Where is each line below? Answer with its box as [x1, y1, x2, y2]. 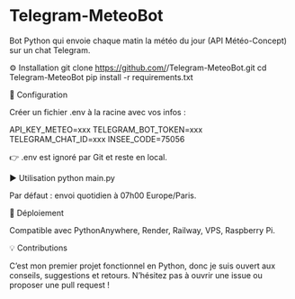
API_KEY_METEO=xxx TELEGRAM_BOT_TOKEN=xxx [9, 123, 203, 135]
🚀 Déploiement [9, 207, 65, 218]
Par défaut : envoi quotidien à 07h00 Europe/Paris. [9, 190, 197, 201]
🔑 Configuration [9, 89, 68, 100]
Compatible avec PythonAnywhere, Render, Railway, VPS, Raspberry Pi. [9, 224, 276, 235]
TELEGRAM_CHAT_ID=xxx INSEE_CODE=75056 [9, 133, 185, 144]
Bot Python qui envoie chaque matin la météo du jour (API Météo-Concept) [9, 35, 288, 46]
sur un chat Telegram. [9, 44, 91, 55]
